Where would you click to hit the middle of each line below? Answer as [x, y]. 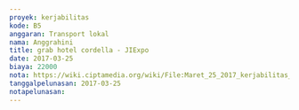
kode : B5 [25, 26]
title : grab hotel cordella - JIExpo [79, 51]
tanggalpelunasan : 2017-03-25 [65, 83]
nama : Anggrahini [41, 42]
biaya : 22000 [33, 67]
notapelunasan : [37, 91]
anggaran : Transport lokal [59, 34]
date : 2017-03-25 [41, 59]
